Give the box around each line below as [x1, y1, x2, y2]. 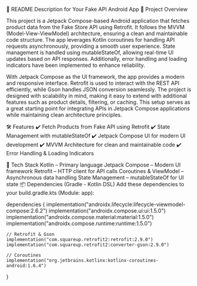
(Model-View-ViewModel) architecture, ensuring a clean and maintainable [6, 30, 188, 37]
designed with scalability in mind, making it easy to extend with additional [6, 93, 187, 99]
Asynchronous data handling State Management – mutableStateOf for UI [6, 174, 184, 181]
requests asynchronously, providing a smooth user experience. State [6, 42, 176, 50]
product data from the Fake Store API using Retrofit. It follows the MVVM [6, 24, 185, 30]
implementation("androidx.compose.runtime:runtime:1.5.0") [6, 220, 152, 227]
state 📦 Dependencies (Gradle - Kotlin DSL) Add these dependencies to [6, 181, 184, 187]
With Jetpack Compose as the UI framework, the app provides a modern [6, 73, 185, 80]
